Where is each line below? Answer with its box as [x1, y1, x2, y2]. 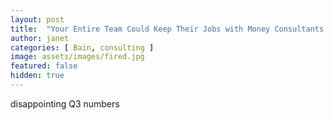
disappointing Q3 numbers [10, 97, 120, 110]
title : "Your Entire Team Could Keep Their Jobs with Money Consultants [10, 24, 325, 34]
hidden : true [10, 71, 65, 81]
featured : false [10, 61, 78, 71]
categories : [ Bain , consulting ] [10, 42, 155, 53]
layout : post [10, 14, 65, 25]
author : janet [10, 33, 70, 43]
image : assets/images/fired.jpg [10, 52, 145, 62]
